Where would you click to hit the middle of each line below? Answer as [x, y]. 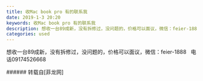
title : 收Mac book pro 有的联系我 [47, 12]
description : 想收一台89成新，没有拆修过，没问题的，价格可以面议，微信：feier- [98, 28]
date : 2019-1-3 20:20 [34, 17]
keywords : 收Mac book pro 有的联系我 [51, 23]
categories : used [28, 34]
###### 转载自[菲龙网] [35, 72]
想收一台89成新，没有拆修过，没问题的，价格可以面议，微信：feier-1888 [96, 52]
